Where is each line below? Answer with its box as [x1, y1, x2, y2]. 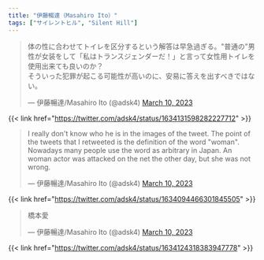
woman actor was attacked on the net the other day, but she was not [27, 154, 251, 163]
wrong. [27, 162, 51, 172]
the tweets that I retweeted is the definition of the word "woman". [27, 137, 240, 147]
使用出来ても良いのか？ [27, 61, 104, 71]
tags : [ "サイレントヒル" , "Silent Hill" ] [8, 19, 138, 27]
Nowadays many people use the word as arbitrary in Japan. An [27, 145, 232, 154]
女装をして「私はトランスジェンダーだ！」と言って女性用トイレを [41, 51, 255, 61]
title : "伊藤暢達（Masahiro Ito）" [8, 11, 118, 20]
